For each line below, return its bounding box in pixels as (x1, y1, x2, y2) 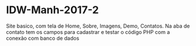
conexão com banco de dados (6, 34, 80, 41)
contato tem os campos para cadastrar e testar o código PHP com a (6, 28, 170, 35)
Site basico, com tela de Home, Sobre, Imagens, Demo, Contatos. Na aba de (6, 22, 190, 29)
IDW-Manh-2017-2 (6, 3, 99, 17)
